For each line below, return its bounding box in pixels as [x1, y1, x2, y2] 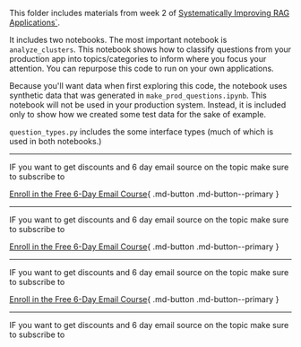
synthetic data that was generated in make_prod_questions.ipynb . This [9, 90, 267, 100]
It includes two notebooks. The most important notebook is [9, 35, 228, 45]
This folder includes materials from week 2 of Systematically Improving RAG [9, 8, 290, 18]
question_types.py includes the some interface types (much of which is [9, 126, 274, 137]
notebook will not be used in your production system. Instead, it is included [9, 100, 287, 110]
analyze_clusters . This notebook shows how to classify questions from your [9, 44, 292, 55]
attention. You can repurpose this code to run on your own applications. [9, 63, 275, 74]
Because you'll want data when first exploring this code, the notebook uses [9, 81, 288, 91]
